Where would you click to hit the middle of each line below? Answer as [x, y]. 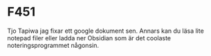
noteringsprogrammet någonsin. [53, 45]
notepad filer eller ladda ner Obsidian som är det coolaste [89, 38]
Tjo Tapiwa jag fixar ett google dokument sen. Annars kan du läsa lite [105, 31]
